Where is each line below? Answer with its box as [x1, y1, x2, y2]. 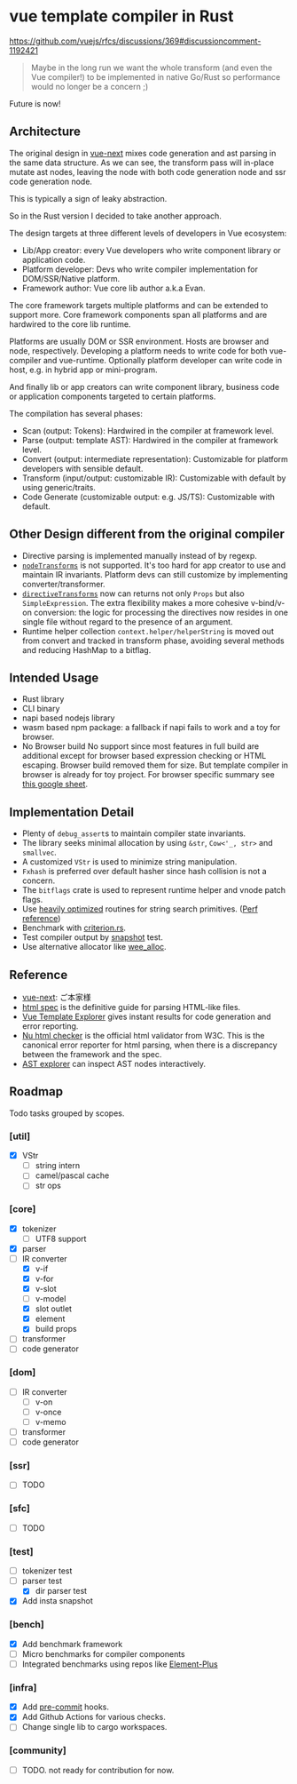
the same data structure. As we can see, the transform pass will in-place [9, 157, 275, 168]
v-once [35, 1406, 62, 1417]
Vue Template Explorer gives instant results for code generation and [21, 1011, 272, 1022]
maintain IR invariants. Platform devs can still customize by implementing [21, 569, 288, 579]
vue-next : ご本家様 [21, 992, 91, 1002]
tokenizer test [21, 1565, 73, 1576]
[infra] [9, 1681, 37, 1693]
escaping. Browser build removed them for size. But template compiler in [21, 760, 288, 770]
